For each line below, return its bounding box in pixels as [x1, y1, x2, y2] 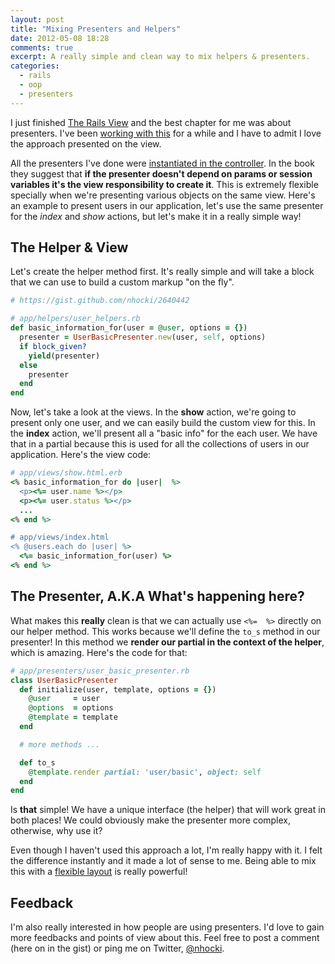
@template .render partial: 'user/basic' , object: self [28, 767, 262, 777]
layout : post [10, 14, 65, 25]
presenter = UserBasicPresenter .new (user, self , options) [19, 332, 267, 343]
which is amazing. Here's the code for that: [10, 646, 188, 658]
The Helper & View [10, 239, 129, 256]
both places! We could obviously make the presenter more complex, [10, 814, 292, 826]
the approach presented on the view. [10, 137, 162, 150]
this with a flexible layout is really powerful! [10, 866, 188, 878]
